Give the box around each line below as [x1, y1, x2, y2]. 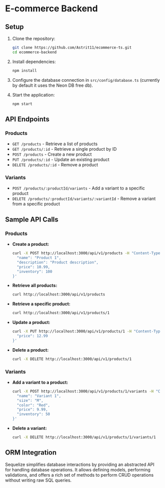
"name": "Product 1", [17, 256, 62, 260]
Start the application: [12, 92, 55, 98]
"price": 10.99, [17, 264, 50, 269]
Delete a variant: [12, 425, 47, 431]
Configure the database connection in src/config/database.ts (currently [12, 77, 160, 83]
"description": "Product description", [17, 260, 99, 265]
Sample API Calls [5, 215, 59, 224]
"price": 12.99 [17, 333, 48, 339]
